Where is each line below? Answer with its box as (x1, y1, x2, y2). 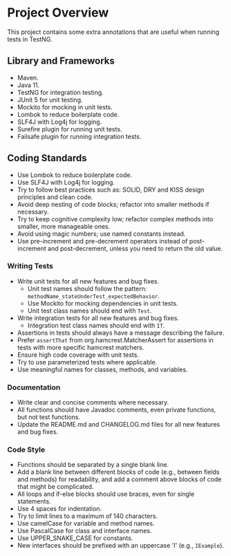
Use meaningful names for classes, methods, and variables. (17, 365, 188, 373)
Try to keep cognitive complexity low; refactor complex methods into (17, 214, 214, 223)
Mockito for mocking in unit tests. (17, 102, 113, 111)
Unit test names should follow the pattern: (27, 284, 147, 293)
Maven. (17, 73, 39, 82)
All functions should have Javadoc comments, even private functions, (17, 406, 216, 414)
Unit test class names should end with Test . (27, 306, 152, 315)
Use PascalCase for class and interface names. (17, 527, 152, 535)
